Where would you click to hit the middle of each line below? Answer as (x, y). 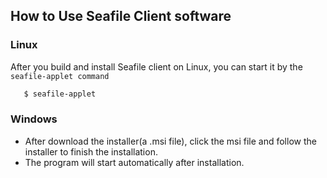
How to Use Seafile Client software (121, 16)
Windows (34, 119)
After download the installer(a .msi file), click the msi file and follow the (170, 141)
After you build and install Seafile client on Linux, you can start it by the (156, 66)
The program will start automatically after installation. (134, 162)
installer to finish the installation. (91, 151)
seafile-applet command (60, 76)
